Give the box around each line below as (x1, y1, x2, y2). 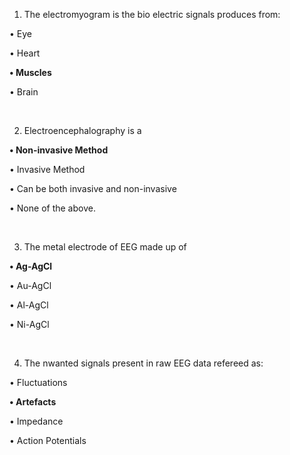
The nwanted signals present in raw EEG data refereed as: (23, 357, 264, 369)
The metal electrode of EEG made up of (23, 241, 187, 253)
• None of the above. (9, 202, 96, 214)
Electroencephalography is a (23, 125, 142, 136)
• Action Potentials (9, 435, 87, 446)
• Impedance (9, 415, 64, 427)
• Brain (9, 86, 39, 98)
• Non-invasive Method (9, 144, 109, 156)
